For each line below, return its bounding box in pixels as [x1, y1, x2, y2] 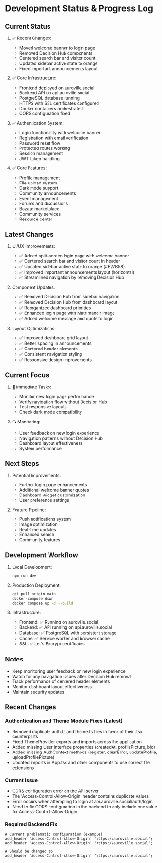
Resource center [19, 216, 53, 222]
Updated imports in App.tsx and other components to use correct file [12, 760, 150, 766]
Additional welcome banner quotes [19, 487, 89, 493]
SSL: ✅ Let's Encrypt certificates [19, 641, 85, 646]
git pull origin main [12, 592, 56, 597]
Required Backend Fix [5, 821, 58, 827]
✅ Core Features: [12, 165, 47, 171]
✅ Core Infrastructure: [12, 75, 57, 81]
